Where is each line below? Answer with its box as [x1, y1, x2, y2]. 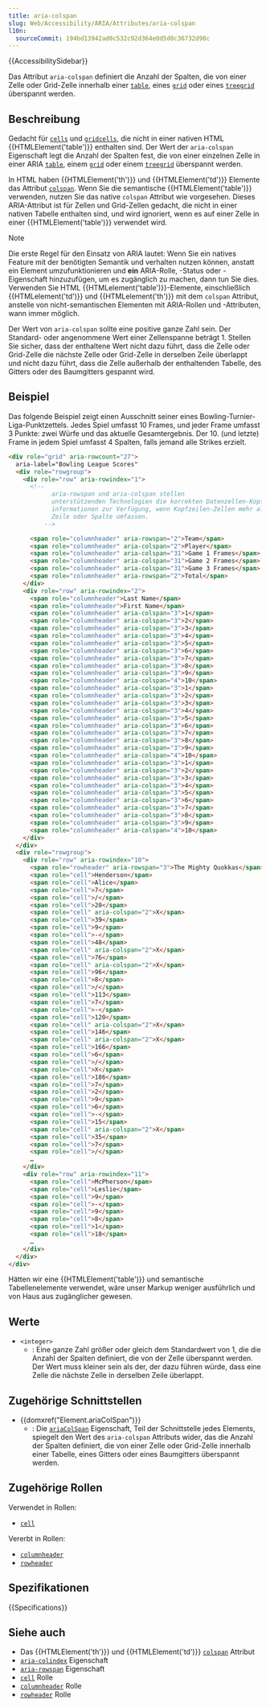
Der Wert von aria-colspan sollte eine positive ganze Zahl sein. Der [8, 324, 231, 334]
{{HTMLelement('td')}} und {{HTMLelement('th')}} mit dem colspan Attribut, [8, 291, 259, 302]
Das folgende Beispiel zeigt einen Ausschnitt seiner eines [8, 411, 198, 421]
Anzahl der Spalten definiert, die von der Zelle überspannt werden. [31, 1353, 253, 1364]
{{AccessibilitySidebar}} [8, 56, 88, 66]
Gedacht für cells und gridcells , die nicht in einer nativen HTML [8, 134, 225, 143]
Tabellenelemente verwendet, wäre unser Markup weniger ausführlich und [8, 1283, 256, 1293]
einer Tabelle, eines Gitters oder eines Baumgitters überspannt [31, 1450, 239, 1458]
